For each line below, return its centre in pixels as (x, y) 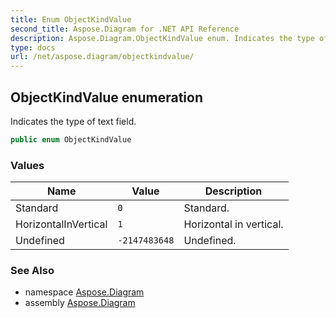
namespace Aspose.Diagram (84, 292)
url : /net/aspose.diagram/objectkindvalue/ (102, 57)
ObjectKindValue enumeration (106, 97)
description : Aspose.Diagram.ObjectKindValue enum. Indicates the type (162, 38)
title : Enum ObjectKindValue (71, 19)
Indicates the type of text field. (73, 121)
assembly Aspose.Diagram (80, 303)
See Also (32, 271)
